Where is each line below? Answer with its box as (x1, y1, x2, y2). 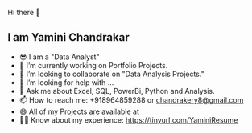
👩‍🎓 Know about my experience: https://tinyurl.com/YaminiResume (19, 115, 238, 124)
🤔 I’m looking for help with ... (19, 77, 114, 87)
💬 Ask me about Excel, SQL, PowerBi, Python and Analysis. (19, 86, 215, 95)
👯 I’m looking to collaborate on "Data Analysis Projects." (19, 69, 204, 79)
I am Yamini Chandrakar (7, 30, 130, 44)
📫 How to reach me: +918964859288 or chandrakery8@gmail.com (19, 95, 244, 104)
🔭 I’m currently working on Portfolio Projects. (19, 60, 168, 70)
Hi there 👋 (7, 8, 41, 17)
